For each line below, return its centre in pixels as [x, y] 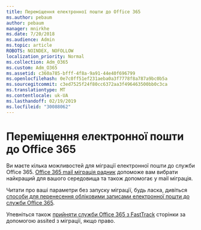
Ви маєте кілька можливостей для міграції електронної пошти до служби [100, 166]
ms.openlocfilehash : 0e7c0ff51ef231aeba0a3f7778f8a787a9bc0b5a [87, 79]
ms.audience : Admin [31, 40]
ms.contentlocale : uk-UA [37, 95]
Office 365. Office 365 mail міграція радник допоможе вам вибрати [92, 172]
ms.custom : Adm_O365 [32, 68]
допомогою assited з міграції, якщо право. [61, 221]
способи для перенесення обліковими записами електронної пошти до [98, 196]
